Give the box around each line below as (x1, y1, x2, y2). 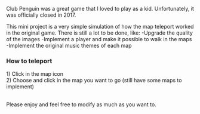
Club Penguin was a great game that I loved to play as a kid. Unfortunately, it (6, 5, 194, 12)
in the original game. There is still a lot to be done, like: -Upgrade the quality (6, 29, 193, 36)
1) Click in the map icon (6, 70, 64, 78)
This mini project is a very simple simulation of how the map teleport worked (6, 23, 194, 30)
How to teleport (6, 57, 53, 65)
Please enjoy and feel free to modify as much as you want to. (6, 101, 156, 108)
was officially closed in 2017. (6, 11, 76, 19)
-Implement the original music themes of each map (6, 42, 133, 49)
